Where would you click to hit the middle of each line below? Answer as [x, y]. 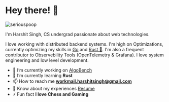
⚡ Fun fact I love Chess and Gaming [50, 94]
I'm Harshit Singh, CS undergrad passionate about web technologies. [77, 34]
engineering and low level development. [47, 60]
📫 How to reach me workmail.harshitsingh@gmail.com [72, 81]
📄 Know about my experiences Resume [54, 88]
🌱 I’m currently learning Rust [42, 75]
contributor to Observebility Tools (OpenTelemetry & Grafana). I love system [84, 55]
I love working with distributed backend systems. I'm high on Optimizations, [84, 44]
